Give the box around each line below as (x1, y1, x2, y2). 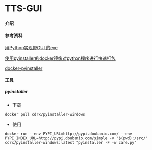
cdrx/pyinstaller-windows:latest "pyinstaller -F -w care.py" (5, 140, 137, 145)
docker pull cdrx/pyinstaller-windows (5, 112, 85, 117)
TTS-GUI (5, 3, 42, 14)
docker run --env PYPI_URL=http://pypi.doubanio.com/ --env (5, 131, 133, 136)
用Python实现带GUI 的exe (5, 44, 58, 50)
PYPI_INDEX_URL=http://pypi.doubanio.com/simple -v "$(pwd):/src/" (5, 135, 148, 141)
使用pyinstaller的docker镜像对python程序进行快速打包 (5, 55, 116, 61)
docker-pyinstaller (5, 65, 43, 71)
